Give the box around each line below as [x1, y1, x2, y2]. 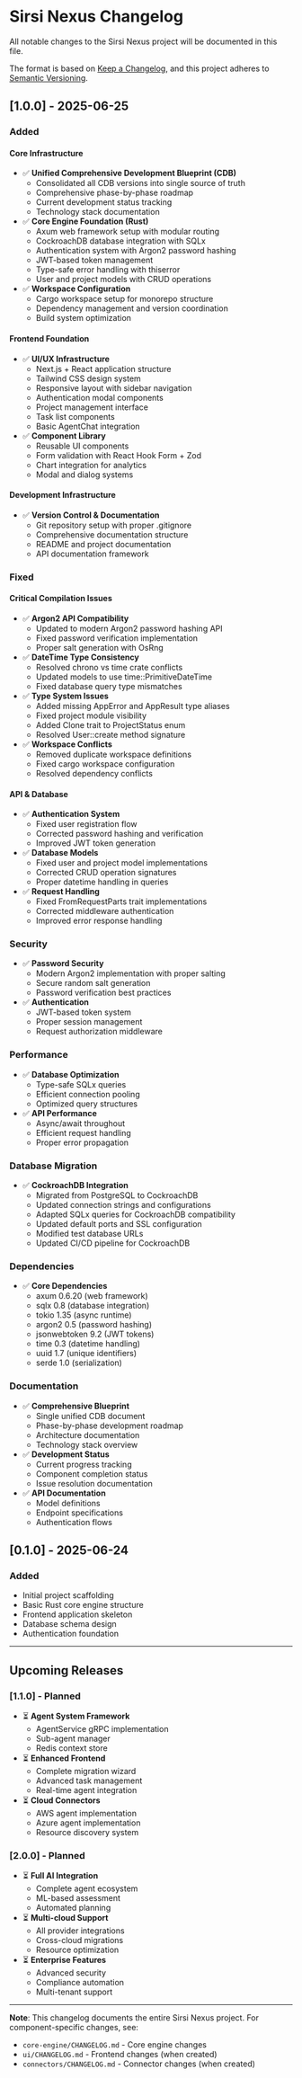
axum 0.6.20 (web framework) [35, 1291, 148, 1301]
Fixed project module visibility [35, 710, 147, 721]
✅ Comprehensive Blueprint [22, 1400, 130, 1411]
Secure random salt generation [35, 978, 151, 989]
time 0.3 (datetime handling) [35, 1338, 141, 1349]
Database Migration [9, 1159, 98, 1172]
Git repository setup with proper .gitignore [35, 519, 191, 530]
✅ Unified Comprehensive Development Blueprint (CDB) [22, 168, 236, 179]
